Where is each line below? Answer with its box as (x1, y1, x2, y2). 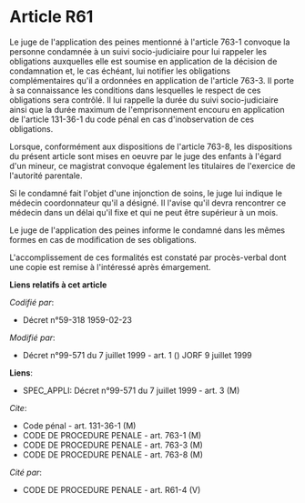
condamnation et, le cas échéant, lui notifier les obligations (9, 65, 230, 76)
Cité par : (9, 467, 43, 478)
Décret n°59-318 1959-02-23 (22, 314, 132, 325)
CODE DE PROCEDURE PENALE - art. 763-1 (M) (22, 429, 202, 440)
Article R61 (9, 6, 94, 27)
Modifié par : (9, 332, 56, 343)
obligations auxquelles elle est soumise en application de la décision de (9, 55, 278, 66)
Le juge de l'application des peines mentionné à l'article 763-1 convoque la (9, 36, 290, 47)
